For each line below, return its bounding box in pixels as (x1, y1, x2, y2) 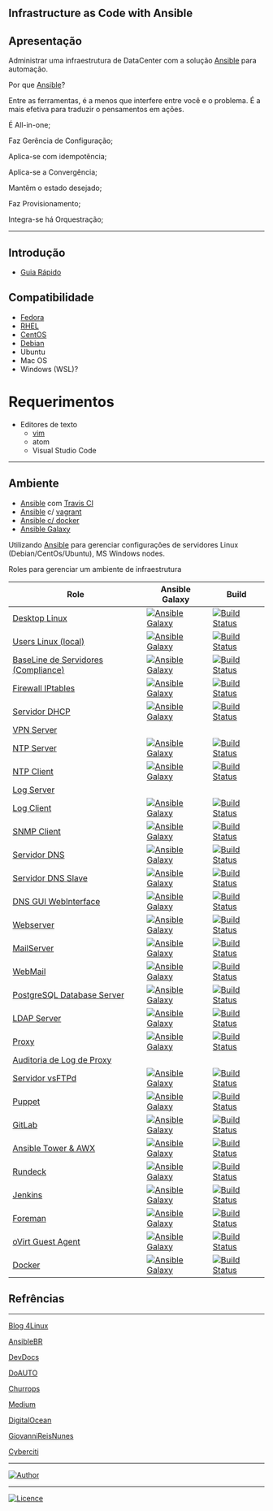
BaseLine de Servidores (12, 654, 104, 665)
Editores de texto (19, 419, 78, 429)
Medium (8, 1400, 37, 1409)
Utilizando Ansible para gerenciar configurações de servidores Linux (8, 539, 239, 549)
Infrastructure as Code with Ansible (8, 6, 193, 20)
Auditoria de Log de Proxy (12, 1054, 112, 1065)
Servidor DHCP (12, 706, 71, 717)
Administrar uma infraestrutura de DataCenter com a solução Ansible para (8, 56, 258, 66)
